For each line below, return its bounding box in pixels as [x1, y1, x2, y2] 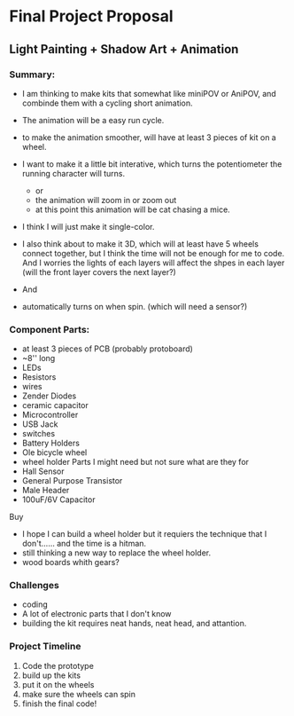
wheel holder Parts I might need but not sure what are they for [21, 457, 250, 468]
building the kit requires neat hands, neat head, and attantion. [21, 618, 247, 629]
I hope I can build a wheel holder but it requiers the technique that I [21, 529, 267, 539]
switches [21, 429, 56, 439]
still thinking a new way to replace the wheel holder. [21, 547, 212, 558]
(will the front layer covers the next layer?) [21, 266, 177, 277]
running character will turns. [21, 168, 126, 178]
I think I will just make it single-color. [21, 221, 155, 232]
